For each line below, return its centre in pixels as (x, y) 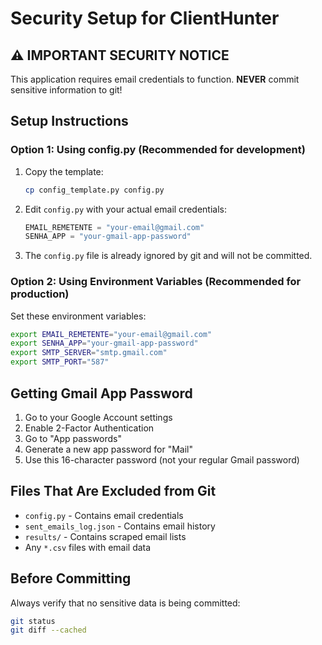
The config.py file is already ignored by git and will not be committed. (168, 256)
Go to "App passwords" (73, 438)
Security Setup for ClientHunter (145, 18)
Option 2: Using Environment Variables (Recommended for (156, 282)
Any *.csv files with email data (88, 547)
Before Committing (71, 578)
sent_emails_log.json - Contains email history (120, 526)
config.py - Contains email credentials (104, 515)
